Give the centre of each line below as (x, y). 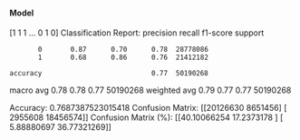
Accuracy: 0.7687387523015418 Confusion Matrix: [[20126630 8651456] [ (148, 108)
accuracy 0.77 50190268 (109, 74)
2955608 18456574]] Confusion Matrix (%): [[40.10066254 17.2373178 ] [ (146, 117)
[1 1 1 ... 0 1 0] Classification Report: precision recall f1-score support (137, 33)
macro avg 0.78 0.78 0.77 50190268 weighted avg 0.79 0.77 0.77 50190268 (150, 90)
